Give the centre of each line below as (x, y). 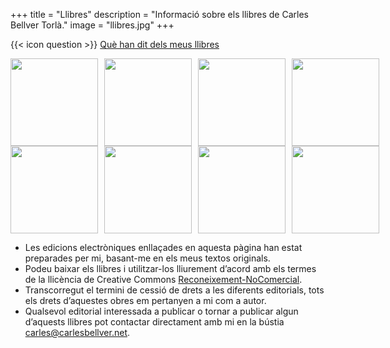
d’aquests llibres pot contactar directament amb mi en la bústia (154, 322)
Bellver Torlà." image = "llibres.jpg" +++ (92, 25)
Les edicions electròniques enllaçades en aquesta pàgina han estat (163, 247)
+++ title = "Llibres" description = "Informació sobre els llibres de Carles (159, 14)
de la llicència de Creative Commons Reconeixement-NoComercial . (163, 279)
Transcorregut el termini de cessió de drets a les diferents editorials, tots (174, 290)
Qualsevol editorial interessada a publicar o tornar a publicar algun (161, 311)
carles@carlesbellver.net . (77, 332)
